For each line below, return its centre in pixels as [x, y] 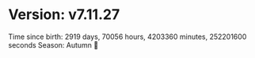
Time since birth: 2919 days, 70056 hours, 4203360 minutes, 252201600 [127, 37]
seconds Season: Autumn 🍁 [53, 44]
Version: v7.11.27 [64, 15]
